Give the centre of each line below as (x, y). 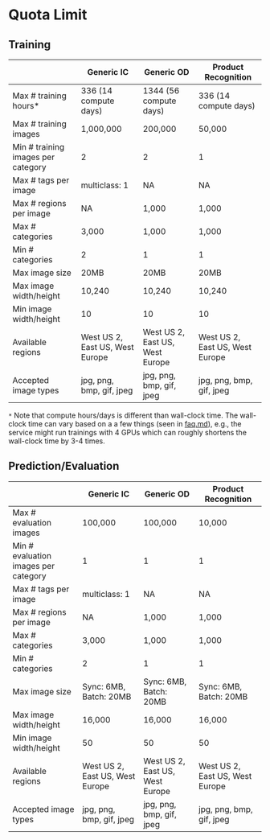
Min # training (39, 147)
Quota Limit (48, 15)
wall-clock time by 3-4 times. (57, 441)
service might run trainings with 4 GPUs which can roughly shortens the (128, 432)
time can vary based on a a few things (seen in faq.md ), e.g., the (135, 424)
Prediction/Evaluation (64, 466)
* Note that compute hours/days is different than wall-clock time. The (123, 415)
